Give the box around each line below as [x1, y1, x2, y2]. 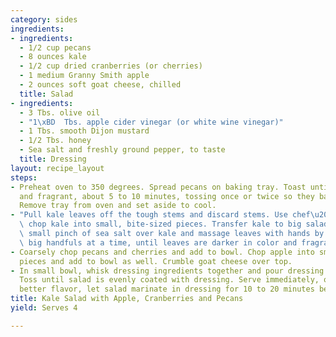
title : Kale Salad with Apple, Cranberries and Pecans [10, 294, 244, 304]
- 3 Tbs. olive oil [19, 107, 101, 118]
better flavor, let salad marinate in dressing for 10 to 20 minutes [19, 284, 315, 295]
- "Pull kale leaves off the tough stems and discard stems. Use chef [10, 210, 311, 220]
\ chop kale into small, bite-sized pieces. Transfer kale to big [19, 219, 302, 230]
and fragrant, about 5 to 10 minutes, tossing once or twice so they [19, 191, 315, 201]
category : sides [10, 14, 78, 25]
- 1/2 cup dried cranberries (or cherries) [19, 61, 203, 71]
